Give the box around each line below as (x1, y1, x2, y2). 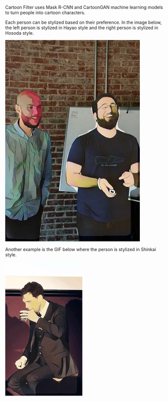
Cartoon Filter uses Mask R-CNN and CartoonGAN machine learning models (5, 5, 163, 10)
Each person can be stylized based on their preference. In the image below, (5, 20, 162, 25)
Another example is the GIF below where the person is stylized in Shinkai (5, 247, 156, 252)
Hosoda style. (5, 30, 34, 36)
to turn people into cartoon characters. (5, 10, 86, 16)
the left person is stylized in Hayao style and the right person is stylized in (5, 25, 158, 31)
